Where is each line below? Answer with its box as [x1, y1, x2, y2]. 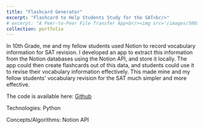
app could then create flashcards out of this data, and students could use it [6, 62, 194, 69]
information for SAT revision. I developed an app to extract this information [6, 49, 193, 56]
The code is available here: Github [6, 93, 92, 100]
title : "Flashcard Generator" [6, 8, 83, 15]
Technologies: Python [6, 104, 61, 112]
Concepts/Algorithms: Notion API [6, 116, 89, 124]
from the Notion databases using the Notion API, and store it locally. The [6, 55, 187, 62]
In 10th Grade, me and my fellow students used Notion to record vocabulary [6, 42, 196, 50]
